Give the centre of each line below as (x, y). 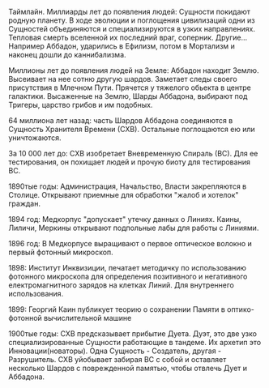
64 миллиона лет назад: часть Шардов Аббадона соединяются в (121, 120)
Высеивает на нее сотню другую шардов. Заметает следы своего (123, 79)
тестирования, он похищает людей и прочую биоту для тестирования (130, 162)
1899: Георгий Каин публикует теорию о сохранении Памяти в (117, 309)
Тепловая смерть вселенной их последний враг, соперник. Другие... (128, 37)
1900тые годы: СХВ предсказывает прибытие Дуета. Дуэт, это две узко (133, 334)
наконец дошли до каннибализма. (68, 55)
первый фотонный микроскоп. (61, 252)
